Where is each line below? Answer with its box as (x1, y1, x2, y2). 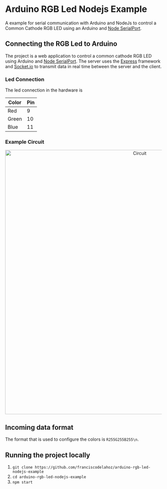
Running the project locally (5, 451, 90, 459)
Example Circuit (5, 138, 45, 145)
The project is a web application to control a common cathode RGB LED (5, 53, 152, 59)
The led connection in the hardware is (5, 87, 83, 93)
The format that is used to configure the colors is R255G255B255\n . (5, 436, 139, 442)
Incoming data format (5, 423, 74, 431)
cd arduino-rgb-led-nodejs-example (12, 474, 86, 480)
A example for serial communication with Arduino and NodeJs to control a (5, 20, 157, 26)
